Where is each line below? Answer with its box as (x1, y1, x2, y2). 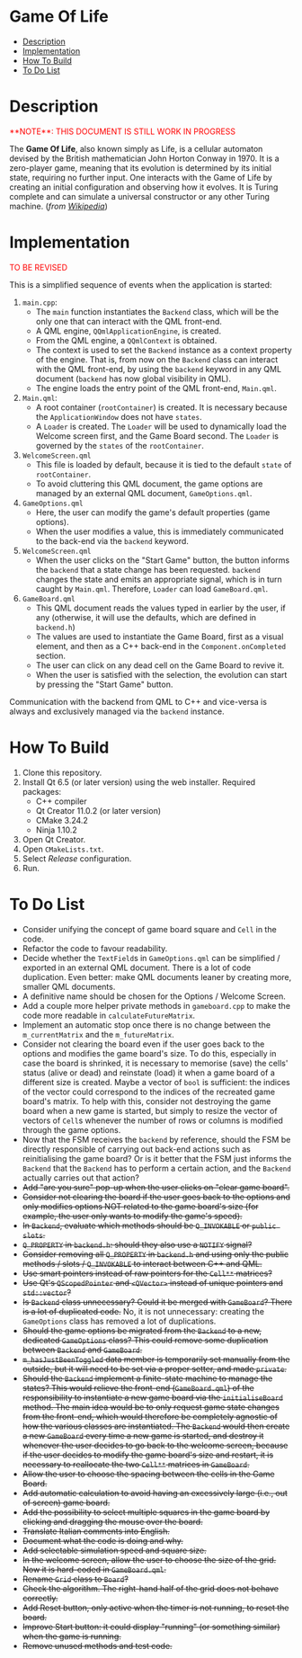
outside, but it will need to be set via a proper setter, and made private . (22, 1363, 288, 1374)
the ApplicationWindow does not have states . (35, 411, 202, 422)
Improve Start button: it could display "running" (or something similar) (22, 1621, 280, 1632)
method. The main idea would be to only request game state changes (22, 1401, 280, 1413)
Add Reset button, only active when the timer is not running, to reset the (22, 1602, 289, 1613)
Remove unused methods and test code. (22, 1640, 173, 1651)
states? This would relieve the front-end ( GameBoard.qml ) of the (22, 1382, 254, 1393)
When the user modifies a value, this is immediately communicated (35, 526, 285, 537)
